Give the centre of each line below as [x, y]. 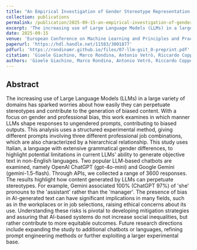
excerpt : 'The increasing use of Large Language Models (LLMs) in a [91, 28]
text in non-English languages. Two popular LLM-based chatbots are [89, 161]
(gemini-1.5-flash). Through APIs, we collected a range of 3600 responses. [97, 173]
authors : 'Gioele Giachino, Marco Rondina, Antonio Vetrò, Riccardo [91, 60]
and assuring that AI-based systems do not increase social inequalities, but [97, 217]
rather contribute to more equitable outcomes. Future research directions [94, 223]
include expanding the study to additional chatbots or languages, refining [94, 229]
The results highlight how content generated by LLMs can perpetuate [90, 180]
